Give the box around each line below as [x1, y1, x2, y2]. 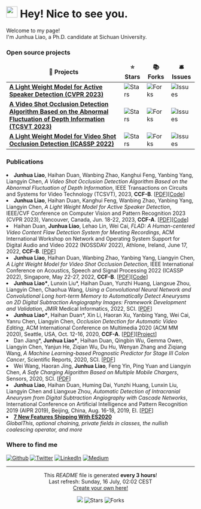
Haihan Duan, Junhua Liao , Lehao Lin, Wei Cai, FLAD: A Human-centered [14, 222, 195, 229]
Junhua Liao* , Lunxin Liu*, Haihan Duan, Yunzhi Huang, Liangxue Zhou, [14, 279, 191, 287]
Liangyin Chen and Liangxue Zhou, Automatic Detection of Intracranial [6, 387, 181, 395]
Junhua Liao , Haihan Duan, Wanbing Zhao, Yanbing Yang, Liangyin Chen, [14, 254, 195, 261]
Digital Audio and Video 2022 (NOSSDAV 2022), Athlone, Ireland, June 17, [6, 241, 188, 249]
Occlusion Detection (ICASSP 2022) [9, 140, 114, 148]
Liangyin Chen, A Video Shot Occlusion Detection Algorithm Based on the [6, 177, 188, 185]
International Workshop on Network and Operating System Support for [6, 235, 181, 242]
